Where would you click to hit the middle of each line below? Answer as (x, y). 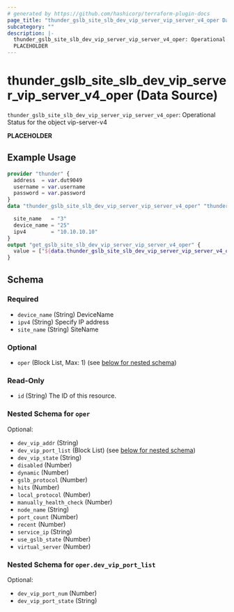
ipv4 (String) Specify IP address (63, 322)
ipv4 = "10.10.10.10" (56, 232)
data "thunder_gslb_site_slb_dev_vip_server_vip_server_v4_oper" (104, 207)
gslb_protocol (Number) (53, 479)
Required (23, 299)
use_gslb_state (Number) (54, 539)
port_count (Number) (48, 516)
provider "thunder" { (39, 174)
